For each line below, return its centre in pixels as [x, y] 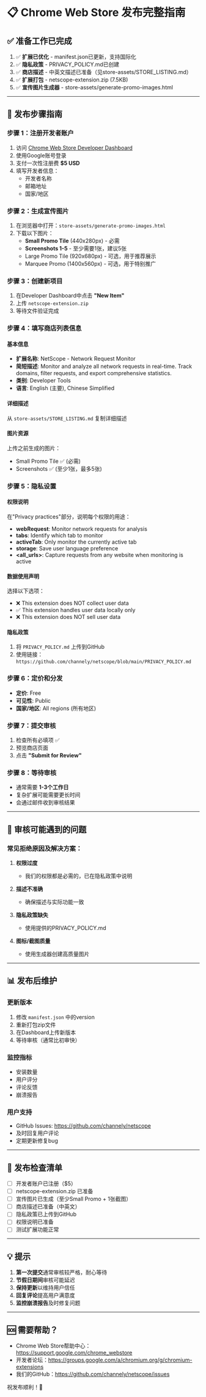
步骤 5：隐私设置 [32, 486]
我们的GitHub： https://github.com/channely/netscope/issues [93, 1374]
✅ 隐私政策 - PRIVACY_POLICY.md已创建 [68, 64]
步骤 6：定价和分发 [35, 678]
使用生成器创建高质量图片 [57, 954]
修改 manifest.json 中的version [55, 1017]
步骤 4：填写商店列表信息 [44, 328]
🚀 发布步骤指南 [35, 114]
